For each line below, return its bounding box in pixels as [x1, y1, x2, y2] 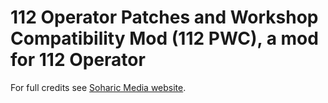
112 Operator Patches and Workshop [10, 6, 319, 29]
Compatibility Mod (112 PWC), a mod [10, 27, 319, 50]
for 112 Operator [10, 49, 146, 71]
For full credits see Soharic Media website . [10, 81, 187, 93]
